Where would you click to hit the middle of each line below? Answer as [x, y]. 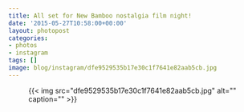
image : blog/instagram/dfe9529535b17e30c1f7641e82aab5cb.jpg [113, 68]
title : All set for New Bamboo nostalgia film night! [100, 16]
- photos [23, 46]
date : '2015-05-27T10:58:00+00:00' [68, 23]
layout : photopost [39, 30]
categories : [28, 38]
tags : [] [23, 61]
